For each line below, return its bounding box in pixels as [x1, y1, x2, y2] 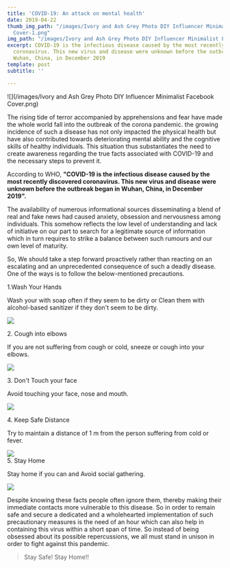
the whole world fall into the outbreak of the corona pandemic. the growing [7, 120, 219, 128]
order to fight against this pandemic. [7, 539, 110, 547]
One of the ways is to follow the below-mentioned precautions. [7, 269, 185, 278]
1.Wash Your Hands [7, 283, 62, 291]
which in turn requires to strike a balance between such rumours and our [7, 234, 213, 242]
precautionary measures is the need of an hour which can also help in [7, 517, 204, 525]
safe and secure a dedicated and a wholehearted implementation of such [7, 510, 214, 519]
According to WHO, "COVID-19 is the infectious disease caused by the [7, 169, 210, 178]
